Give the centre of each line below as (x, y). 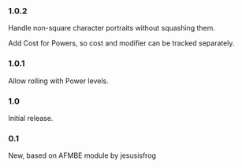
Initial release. (31, 118)
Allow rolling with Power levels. (58, 81)
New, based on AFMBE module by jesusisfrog (82, 155)
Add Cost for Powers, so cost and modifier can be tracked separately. (121, 43)
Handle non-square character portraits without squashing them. (112, 28)
